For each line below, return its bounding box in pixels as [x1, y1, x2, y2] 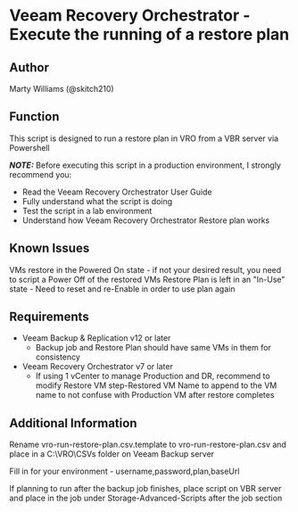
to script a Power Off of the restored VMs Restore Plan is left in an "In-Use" [9, 274, 286, 285]
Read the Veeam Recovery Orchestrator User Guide [21, 186, 212, 197]
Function [9, 109, 60, 125]
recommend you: [9, 169, 72, 179]
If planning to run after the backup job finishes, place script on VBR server [9, 483, 282, 494]
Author [9, 60, 49, 75]
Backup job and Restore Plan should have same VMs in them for [35, 343, 272, 353]
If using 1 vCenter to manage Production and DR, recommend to [35, 371, 270, 382]
